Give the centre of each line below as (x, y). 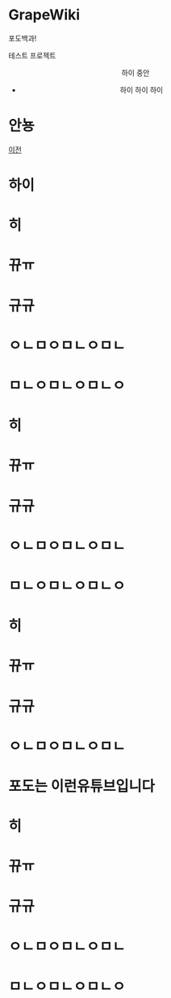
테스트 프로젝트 (32, 55)
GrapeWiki (44, 15)
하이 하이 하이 (142, 90)
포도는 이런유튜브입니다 (81, 786)
